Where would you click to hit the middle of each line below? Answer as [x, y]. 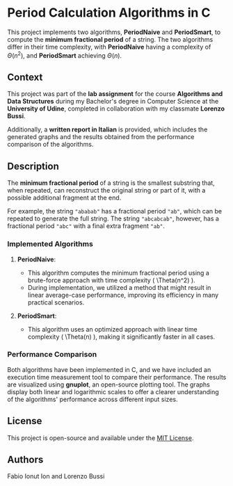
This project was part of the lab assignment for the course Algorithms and [115, 94]
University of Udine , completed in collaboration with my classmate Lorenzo [116, 108]
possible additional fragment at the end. [64, 198]
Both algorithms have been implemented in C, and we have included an [109, 369]
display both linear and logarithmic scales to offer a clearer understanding [113, 391]
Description [33, 166]
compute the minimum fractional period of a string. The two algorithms [110, 39]
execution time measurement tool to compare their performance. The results [117, 377]
